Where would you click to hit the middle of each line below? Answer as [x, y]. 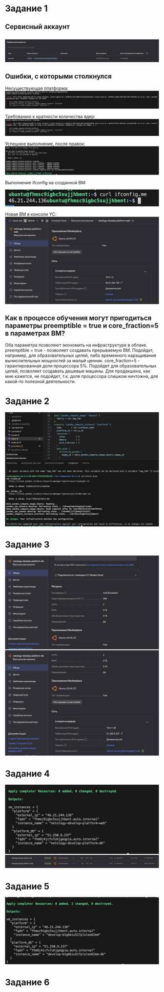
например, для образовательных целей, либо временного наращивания [81, 355]
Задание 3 [27, 544]
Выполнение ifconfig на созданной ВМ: [46, 182]
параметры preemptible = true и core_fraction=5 [82, 326]
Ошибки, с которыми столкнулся [59, 76]
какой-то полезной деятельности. [41, 382]
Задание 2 [27, 401]
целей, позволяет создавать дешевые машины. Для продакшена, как [78, 371]
